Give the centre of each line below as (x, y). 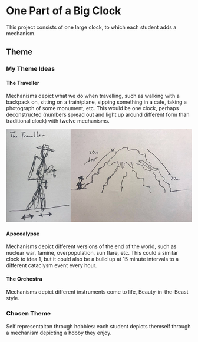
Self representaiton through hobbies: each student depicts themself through (98, 326)
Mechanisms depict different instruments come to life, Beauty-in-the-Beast (97, 292)
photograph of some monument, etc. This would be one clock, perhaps (93, 108)
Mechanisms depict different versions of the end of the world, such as (91, 246)
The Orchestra (24, 279)
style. (13, 298)
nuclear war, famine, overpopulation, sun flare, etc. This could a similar (92, 253)
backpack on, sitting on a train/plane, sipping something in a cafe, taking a (97, 102)
